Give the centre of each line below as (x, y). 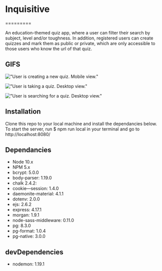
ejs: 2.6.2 (22, 204)
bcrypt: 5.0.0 (25, 172)
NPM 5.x (21, 167)
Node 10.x (23, 162)
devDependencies (34, 252)
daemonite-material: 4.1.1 (38, 194)
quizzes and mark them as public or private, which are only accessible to (80, 43)
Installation (23, 112)
